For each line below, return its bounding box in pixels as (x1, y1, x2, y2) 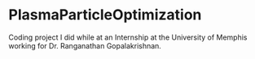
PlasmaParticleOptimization (8, 6, 202, 24)
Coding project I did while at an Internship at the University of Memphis (8, 32, 248, 42)
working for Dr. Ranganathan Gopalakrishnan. (8, 40, 161, 50)
